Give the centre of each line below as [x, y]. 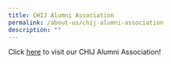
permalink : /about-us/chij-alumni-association [86, 23]
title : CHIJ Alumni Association [61, 15]
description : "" [35, 30]
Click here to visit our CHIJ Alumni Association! [85, 52]
